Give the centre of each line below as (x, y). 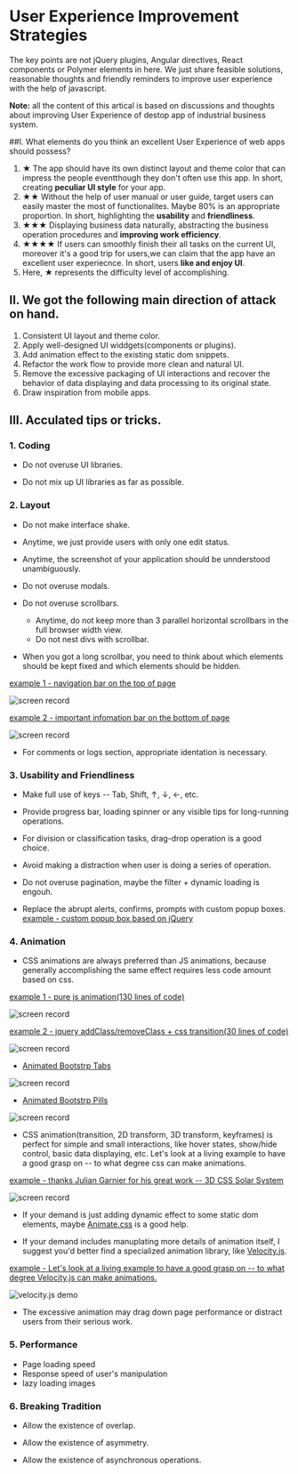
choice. (36, 848)
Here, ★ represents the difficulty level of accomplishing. (125, 272)
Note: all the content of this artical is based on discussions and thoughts (142, 105)
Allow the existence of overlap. (79, 1425)
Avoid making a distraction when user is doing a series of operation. (146, 866)
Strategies (48, 35)
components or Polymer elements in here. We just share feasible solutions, (146, 69)
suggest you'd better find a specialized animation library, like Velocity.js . (154, 1251)
